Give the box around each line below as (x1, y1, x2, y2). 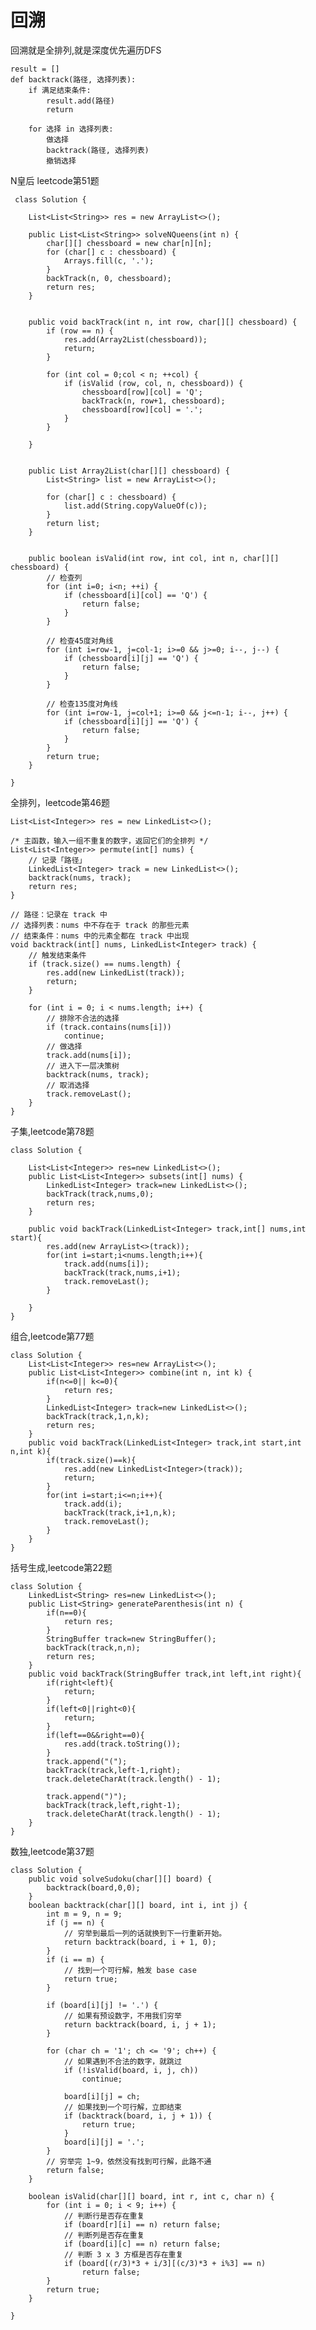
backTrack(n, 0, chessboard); (46, 273, 172, 283)
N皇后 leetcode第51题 (10, 174, 100, 186)
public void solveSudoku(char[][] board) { (28, 1874, 213, 1884)
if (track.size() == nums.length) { (28, 959, 182, 969)
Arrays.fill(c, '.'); (63, 256, 155, 266)
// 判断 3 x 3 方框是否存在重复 (63, 2249, 184, 2260)
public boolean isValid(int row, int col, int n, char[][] (28, 553, 280, 563)
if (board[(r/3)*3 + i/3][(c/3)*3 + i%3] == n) (63, 2258, 267, 2268)
